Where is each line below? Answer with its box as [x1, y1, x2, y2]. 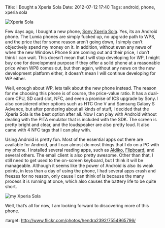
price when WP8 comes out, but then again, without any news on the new [5, 65, 155, 71]
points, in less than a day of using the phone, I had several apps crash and [5, 168, 156, 174]
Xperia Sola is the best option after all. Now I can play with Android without [5, 111, 157, 117]
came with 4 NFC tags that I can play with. [5, 127, 91, 132]
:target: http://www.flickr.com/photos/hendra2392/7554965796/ [5, 218, 136, 223]
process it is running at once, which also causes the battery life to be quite [5, 178, 157, 184]
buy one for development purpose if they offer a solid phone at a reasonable [5, 60, 160, 65]
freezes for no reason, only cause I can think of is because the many [5, 173, 144, 179]
